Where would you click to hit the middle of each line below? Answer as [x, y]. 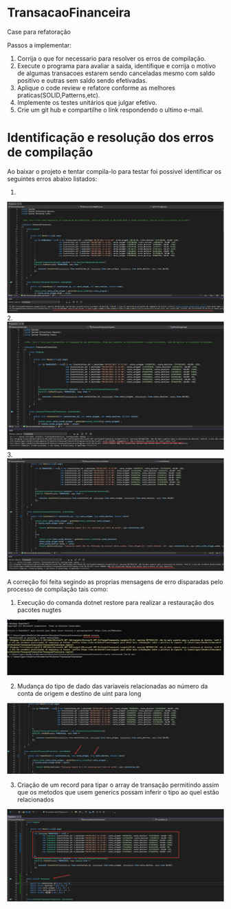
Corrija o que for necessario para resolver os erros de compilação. [111, 58]
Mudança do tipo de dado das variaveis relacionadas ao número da [112, 686]
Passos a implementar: [40, 45]
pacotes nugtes [39, 610]
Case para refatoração [39, 32]
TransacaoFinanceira [69, 13]
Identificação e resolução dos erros [111, 138]
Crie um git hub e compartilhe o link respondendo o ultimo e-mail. [110, 110]
